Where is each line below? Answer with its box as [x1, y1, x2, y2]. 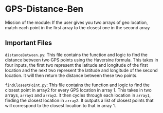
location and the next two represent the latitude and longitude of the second [5, 67, 158, 73]
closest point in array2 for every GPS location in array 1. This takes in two [5, 87, 152, 93]
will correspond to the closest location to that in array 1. [5, 102, 116, 108]
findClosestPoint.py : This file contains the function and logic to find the [5, 82, 150, 88]
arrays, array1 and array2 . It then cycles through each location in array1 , [5, 92, 151, 98]
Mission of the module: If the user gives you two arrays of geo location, [5, 19, 148, 25]
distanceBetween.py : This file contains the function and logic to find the [5, 52, 147, 57]
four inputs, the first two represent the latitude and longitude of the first [5, 62, 148, 68]
